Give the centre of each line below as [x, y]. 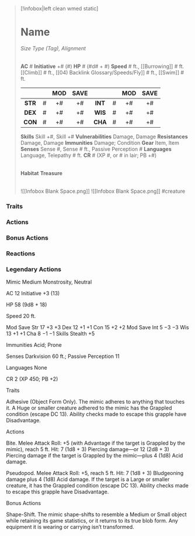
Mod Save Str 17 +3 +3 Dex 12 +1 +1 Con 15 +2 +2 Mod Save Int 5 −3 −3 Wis [98, 327]
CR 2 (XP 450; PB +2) [32, 379]
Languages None [27, 367]
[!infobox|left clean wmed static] [59, 8]
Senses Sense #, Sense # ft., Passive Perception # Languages [96, 149]
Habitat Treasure [41, 173]
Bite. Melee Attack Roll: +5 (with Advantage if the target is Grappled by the [96, 443]
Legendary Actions [34, 269]
